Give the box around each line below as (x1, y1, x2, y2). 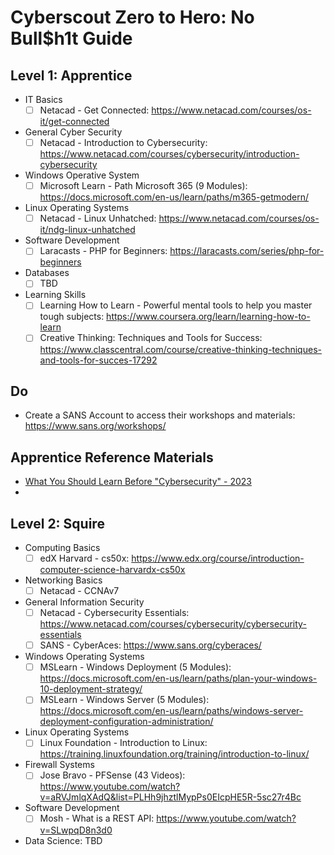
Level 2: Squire (10, 515, 105, 532)
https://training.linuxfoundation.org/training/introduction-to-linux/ (39, 748, 310, 760)
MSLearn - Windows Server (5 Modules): (39, 694, 210, 706)
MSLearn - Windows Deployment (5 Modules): (39, 661, 232, 673)
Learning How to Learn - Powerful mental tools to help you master (39, 299, 313, 311)
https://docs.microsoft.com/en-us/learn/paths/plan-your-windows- (39, 672, 318, 685)
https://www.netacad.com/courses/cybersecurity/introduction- (39, 148, 300, 160)
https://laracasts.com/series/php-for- (169, 245, 325, 257)
